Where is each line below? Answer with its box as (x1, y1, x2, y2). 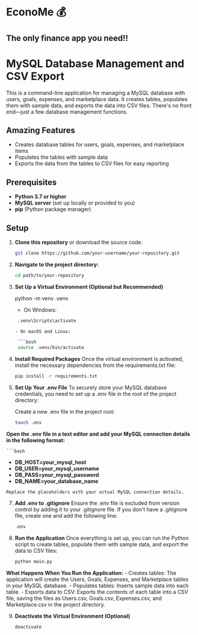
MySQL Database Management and (6, 56, 185, 70)
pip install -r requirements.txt (14, 373, 98, 379)
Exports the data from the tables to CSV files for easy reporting (14, 160, 169, 167)
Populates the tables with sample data (14, 153, 108, 161)
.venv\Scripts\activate (17, 317, 76, 323)
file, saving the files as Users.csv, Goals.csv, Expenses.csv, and (6, 595, 162, 602)
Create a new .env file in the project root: (14, 408, 115, 416)
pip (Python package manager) (14, 206, 91, 213)
